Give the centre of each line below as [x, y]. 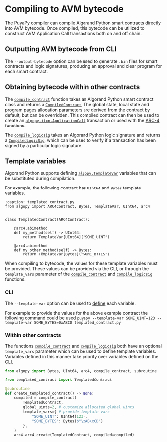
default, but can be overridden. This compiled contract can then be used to [82, 115]
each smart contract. [27, 71]
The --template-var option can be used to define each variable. [70, 303]
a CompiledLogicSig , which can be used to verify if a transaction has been [80, 140]
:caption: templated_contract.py [40, 202]
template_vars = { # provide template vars [67, 412]
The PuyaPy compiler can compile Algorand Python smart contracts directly [83, 23]
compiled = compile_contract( [45, 398]
